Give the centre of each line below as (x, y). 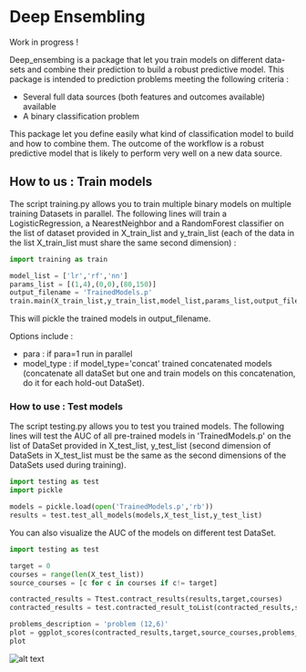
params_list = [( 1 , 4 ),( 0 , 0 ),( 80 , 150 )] (83, 284)
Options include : (41, 336)
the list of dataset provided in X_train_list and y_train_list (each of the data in (152, 233)
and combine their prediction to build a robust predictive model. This (156, 69)
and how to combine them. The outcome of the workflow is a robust (137, 143)
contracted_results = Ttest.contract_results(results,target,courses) (146, 599)
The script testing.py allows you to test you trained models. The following (147, 427)
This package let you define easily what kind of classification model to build (152, 133)
